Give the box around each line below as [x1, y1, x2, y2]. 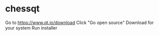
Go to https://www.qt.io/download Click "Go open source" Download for [5, 19, 154, 25]
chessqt [5, 3, 40, 14]
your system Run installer [5, 24, 57, 30]
